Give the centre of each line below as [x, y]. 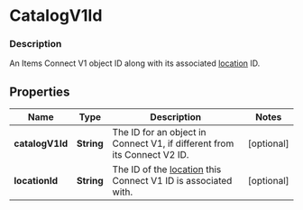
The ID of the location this [167, 169]
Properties [40, 91]
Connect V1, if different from [173, 143]
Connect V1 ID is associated [172, 181]
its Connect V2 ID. [151, 155]
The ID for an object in [159, 132]
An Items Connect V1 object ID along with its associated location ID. [135, 63]
